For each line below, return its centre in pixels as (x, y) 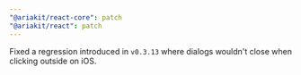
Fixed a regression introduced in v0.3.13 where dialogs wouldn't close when (150, 51)
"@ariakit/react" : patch (56, 26)
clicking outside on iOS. (53, 61)
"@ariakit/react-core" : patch (66, 17)
